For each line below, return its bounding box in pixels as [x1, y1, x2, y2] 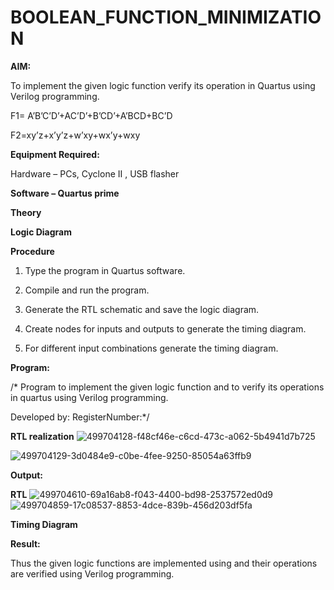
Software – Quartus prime [10, 187, 120, 199]
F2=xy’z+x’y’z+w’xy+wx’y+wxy [10, 129, 141, 141]
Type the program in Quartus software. [24, 264, 186, 276]
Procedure [10, 245, 55, 257]
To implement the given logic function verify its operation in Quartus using [10, 79, 316, 91]
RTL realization [10, 430, 75, 442]
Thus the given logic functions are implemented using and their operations [10, 557, 318, 569]
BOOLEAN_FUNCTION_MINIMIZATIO [10, 6, 322, 29]
